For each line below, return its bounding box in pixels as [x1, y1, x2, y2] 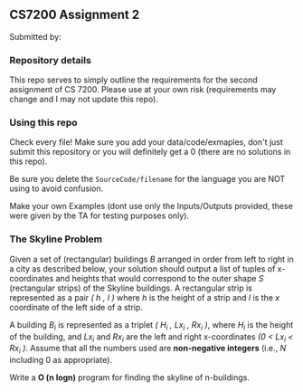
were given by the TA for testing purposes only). [9, 210, 190, 221]
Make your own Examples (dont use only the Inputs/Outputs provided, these [9, 201, 294, 212]
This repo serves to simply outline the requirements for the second [9, 74, 258, 85]
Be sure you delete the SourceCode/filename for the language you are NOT [9, 174, 286, 185]
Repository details [9, 53, 92, 66]
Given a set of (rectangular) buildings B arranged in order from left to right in [9, 253, 294, 264]
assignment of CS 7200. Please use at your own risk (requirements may [9, 84, 277, 95]
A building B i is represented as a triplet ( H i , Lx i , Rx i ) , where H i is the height [9, 319, 294, 332]
